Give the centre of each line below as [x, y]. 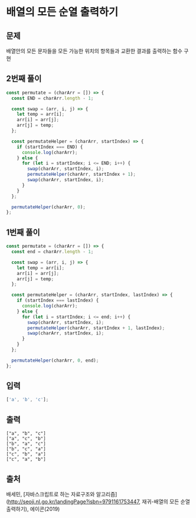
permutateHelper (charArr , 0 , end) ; [55, 360]
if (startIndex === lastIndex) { [58, 301]
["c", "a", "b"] [26, 460]
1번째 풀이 [23, 232]
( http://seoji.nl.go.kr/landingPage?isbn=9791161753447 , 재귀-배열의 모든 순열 [98, 501]
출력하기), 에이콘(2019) [33, 509]
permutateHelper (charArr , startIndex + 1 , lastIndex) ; [96, 328]
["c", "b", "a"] [26, 454]
